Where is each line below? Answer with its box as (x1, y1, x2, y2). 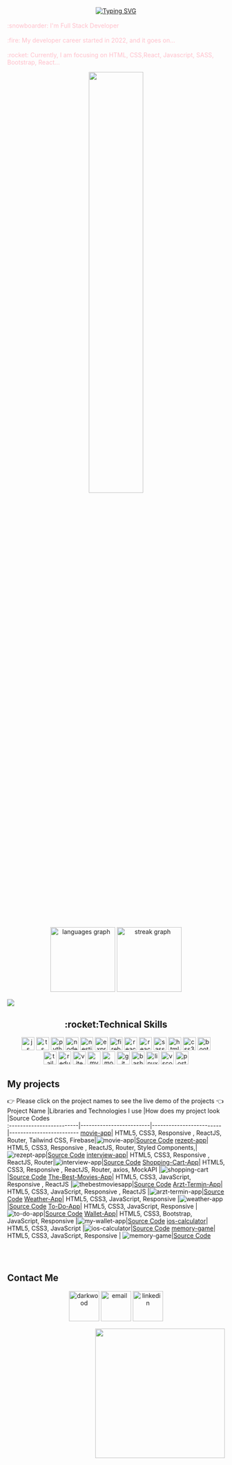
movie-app (80, 1129, 112, 1137)
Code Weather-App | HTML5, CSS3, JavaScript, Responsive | (7, 1195, 180, 1203)
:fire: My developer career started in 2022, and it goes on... (7, 36, 176, 45)
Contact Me (7, 1272, 59, 1284)
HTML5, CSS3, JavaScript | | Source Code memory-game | (7, 1224, 216, 1233)
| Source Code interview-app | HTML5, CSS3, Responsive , (46, 1151, 210, 1159)
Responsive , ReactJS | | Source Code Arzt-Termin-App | (7, 1180, 223, 1189)
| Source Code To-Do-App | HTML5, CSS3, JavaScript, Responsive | (7, 1203, 198, 1211)
